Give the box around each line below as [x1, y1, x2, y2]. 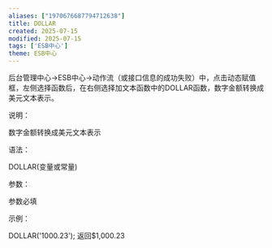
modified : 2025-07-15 [8, 34, 82, 43]
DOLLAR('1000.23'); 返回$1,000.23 [8, 231, 125, 240]
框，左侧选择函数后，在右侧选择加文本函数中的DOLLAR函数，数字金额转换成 [8, 83, 265, 92]
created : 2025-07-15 [8, 27, 79, 35]
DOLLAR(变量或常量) [8, 162, 78, 171]
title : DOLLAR [8, 19, 57, 28]
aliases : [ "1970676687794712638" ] [8, 11, 126, 20]
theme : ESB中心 [8, 49, 58, 58]
